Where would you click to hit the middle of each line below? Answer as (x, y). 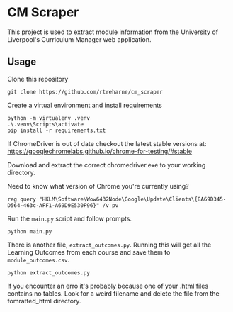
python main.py (30, 231)
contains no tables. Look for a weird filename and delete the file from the (113, 293)
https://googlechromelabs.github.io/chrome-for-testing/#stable (100, 151)
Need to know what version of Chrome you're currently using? (98, 186)
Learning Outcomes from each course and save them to (89, 252)
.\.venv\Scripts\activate (45, 124)
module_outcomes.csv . (39, 260)
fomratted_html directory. (44, 301)
